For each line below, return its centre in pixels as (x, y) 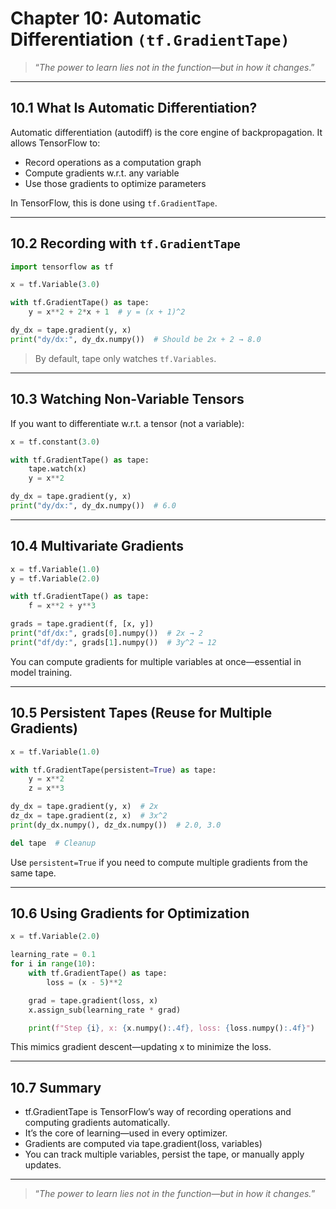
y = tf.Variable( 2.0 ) (55, 578)
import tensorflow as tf (62, 267)
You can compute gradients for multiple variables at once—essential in (156, 661)
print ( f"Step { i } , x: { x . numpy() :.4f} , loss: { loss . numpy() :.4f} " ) (172, 1028)
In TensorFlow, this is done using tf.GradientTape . (114, 203)
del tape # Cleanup (53, 843)
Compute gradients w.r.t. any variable (102, 173)
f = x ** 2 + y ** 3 (62, 606)
